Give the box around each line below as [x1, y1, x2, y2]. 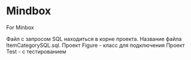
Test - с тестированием [6, 48, 66, 55]
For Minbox [6, 24, 34, 31]
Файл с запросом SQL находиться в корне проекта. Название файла [6, 35, 182, 42]
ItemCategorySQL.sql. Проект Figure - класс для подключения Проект [6, 42, 185, 49]
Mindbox [6, 4, 51, 18]
